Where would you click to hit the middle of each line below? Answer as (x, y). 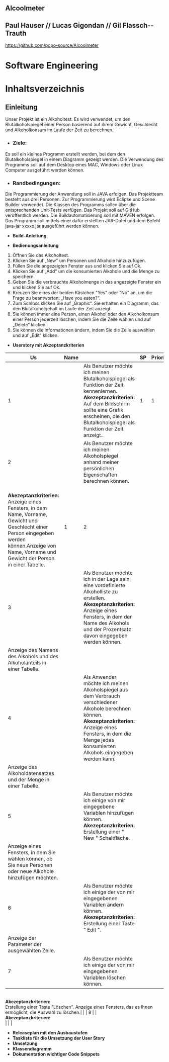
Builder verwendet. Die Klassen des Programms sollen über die (70, 204)
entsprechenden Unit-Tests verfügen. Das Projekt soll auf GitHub (72, 210)
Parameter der (25, 944)
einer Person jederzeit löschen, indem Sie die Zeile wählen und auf (82, 319)
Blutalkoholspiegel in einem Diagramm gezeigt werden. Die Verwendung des (84, 159)
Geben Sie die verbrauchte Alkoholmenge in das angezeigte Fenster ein (87, 282)
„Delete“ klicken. (29, 324)
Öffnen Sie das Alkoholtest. (41, 255)
